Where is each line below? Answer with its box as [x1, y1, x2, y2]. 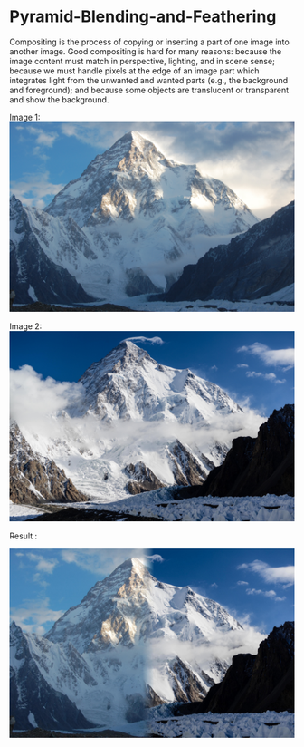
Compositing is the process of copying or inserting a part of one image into [9, 36, 290, 47]
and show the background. [9, 93, 109, 105]
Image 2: [9, 320, 43, 332]
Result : [9, 530, 38, 541]
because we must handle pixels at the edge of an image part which [9, 65, 260, 76]
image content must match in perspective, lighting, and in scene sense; [9, 55, 276, 66]
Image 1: [9, 112, 41, 122]
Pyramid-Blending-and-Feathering [9, 6, 277, 27]
